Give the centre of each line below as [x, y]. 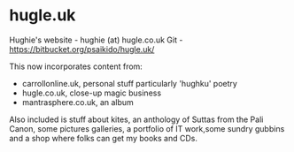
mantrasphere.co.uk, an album [78, 102]
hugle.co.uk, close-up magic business [92, 93]
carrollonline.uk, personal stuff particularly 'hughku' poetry [129, 83]
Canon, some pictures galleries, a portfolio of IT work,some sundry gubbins [147, 128]
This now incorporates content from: [76, 66]
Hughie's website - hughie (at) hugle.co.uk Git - [96, 40]
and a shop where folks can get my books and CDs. [103, 138]
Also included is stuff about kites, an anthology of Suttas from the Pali [136, 119]
